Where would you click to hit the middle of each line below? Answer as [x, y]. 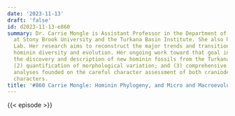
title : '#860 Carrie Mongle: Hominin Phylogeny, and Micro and [101, 85]
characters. [31, 79]
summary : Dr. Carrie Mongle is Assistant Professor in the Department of [117, 33]
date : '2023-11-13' [36, 14]
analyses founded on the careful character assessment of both [107, 72]
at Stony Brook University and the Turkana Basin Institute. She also [119, 40]
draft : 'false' [29, 20]
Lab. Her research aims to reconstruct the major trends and [105, 46]
